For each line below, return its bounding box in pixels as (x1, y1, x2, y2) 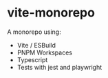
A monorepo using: (7, 28, 61, 36)
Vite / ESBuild (17, 41, 56, 49)
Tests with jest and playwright (17, 63, 102, 71)
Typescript (17, 55, 48, 64)
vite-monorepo (7, 5, 95, 21)
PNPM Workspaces (17, 48, 72, 57)
